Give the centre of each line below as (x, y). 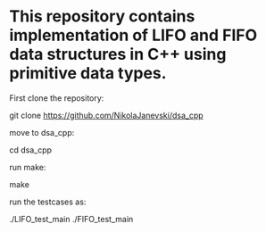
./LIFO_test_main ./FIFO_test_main (71, 219)
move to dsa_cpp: (42, 132)
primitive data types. (88, 74)
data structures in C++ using (118, 54)
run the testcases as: (48, 202)
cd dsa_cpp (30, 150)
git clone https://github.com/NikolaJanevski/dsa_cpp (106, 115)
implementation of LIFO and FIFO (133, 35)
